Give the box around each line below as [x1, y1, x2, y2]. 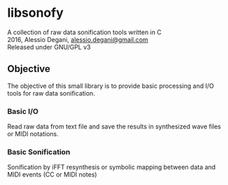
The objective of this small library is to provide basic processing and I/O [7, 82, 215, 90]
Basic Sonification [7, 147, 71, 156]
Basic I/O [7, 106, 38, 116]
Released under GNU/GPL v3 [7, 43, 91, 51]
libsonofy [7, 5, 64, 21]
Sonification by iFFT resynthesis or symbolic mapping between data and [7, 163, 216, 172]
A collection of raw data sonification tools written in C [7, 28, 162, 36]
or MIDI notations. [7, 130, 59, 138]
